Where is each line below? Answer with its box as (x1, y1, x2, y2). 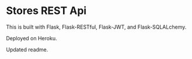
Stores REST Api (6, 4, 87, 18)
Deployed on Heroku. (6, 34, 57, 41)
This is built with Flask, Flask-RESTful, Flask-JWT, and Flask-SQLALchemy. (6, 23, 187, 30)
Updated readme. (6, 46, 48, 53)
